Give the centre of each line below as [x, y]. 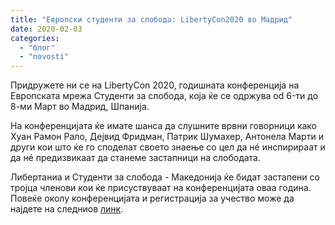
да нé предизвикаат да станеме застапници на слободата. [136, 158]
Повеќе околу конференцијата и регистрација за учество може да [152, 198]
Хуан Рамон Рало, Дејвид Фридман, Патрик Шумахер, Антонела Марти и [167, 137]
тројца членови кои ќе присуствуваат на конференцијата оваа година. [161, 188]
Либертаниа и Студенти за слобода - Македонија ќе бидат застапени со [165, 177]
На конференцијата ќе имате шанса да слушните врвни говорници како [164, 126]
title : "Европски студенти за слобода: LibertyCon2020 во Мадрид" [151, 19]
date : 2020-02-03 [46, 29]
